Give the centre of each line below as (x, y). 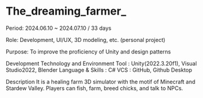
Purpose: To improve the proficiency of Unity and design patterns (88, 51)
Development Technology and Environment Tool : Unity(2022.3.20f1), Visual (101, 63)
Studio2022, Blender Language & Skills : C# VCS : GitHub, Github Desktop (99, 70)
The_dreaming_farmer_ (66, 11)
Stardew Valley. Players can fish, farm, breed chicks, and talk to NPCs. (94, 88)
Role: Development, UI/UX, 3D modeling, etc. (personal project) (86, 40)
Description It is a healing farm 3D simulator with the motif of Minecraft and (101, 82)
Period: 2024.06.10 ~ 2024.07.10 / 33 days (58, 28)
